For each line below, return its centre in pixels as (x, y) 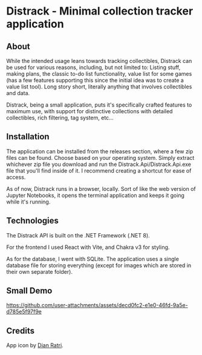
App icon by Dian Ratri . (35, 345)
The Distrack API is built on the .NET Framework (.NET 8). (78, 235)
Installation (28, 137)
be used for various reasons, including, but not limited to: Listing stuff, (93, 67)
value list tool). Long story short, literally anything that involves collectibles (99, 87)
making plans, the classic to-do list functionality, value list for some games (99, 74)
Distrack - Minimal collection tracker (100, 11)
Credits (21, 330)
